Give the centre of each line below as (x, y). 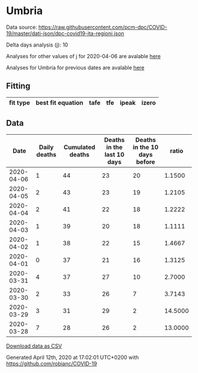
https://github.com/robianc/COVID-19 (52, 364)
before (146, 162)
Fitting (18, 86)
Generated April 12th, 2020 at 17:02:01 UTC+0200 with (73, 357)
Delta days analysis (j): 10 (37, 45)
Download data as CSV (34, 346)
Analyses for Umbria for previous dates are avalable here (75, 67)
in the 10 (146, 147)
